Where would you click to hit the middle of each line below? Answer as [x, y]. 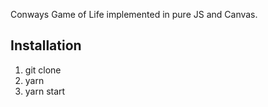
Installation [46, 45]
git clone [43, 70]
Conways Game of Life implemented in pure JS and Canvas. [134, 14]
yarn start [45, 91]
